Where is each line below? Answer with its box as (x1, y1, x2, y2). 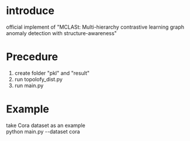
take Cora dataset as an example (6, 122, 86, 129)
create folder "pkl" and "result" (14, 69, 90, 77)
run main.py (14, 82, 44, 89)
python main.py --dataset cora (6, 128, 80, 135)
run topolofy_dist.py (14, 75, 63, 82)
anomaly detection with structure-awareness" (6, 29, 117, 36)
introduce (6, 4, 55, 18)
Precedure (6, 50, 59, 64)
